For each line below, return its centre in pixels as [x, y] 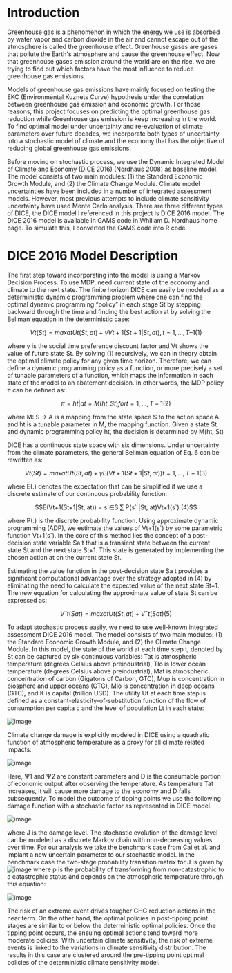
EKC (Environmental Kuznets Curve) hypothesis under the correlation [105, 97]
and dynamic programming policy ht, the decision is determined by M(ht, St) [116, 431]
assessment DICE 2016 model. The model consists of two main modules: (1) [115, 634]
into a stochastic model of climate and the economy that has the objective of [116, 140]
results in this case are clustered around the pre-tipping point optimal [106, 955]
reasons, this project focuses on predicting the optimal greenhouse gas [109, 111]
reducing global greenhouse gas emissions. [69, 148]
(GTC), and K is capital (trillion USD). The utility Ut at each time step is [106, 693]
